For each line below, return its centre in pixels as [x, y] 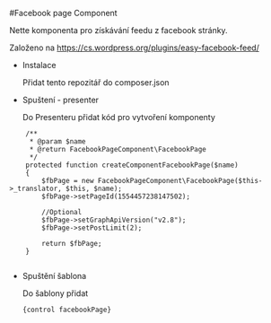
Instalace [39, 65]
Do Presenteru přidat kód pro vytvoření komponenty [118, 117]
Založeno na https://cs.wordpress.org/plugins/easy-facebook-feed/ [135, 48]
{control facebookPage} [67, 310]
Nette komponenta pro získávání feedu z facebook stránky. [118, 30]
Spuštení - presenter [61, 100]
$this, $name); [94, 188]
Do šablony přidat [55, 293]
